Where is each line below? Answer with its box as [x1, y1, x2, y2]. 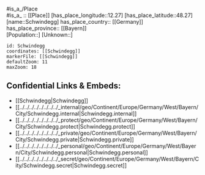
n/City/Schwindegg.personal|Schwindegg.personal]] [15, 149, 148, 156]
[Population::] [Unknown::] [6, 31, 73, 38]
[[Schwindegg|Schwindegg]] [15, 97, 89, 104]
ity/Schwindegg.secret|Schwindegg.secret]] [15, 162, 127, 169]
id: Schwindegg [6, 43, 45, 49]
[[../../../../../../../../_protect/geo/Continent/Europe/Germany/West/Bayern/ [15, 116, 198, 124]
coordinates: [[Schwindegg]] [6, 48, 81, 54]
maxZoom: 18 [6, 64, 37, 70]
